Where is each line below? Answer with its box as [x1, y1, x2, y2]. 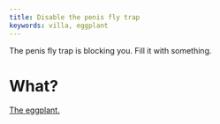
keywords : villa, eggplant [9, 21, 109, 30]
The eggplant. [9, 105, 60, 115]
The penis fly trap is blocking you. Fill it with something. [9, 45, 212, 55]
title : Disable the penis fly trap [9, 12, 140, 22]
